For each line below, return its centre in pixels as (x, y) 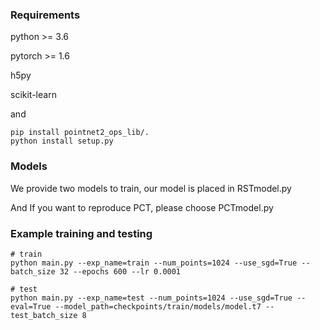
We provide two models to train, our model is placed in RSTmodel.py (151, 188)
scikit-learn (33, 95)
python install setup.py (62, 141)
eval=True (31, 306)
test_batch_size (44, 315)
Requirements (45, 15)
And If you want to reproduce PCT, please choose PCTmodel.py (142, 207)
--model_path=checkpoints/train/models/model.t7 (158, 306)
